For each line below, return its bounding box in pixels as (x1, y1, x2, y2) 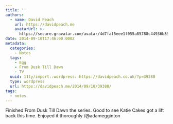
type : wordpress (10, 79, 45, 84)
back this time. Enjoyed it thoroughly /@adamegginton (5, 113, 120, 119)
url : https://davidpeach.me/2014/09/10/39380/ (10, 84, 112, 89)
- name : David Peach (10, 17, 54, 22)
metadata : (5, 41, 27, 46)
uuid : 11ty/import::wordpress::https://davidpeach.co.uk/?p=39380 (10, 74, 155, 79)
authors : (5, 12, 24, 17)
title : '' (5, 7, 27, 13)
